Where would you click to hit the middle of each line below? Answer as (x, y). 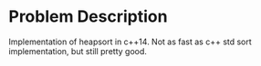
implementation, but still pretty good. (78, 51)
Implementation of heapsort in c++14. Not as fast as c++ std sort (130, 42)
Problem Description (88, 17)
